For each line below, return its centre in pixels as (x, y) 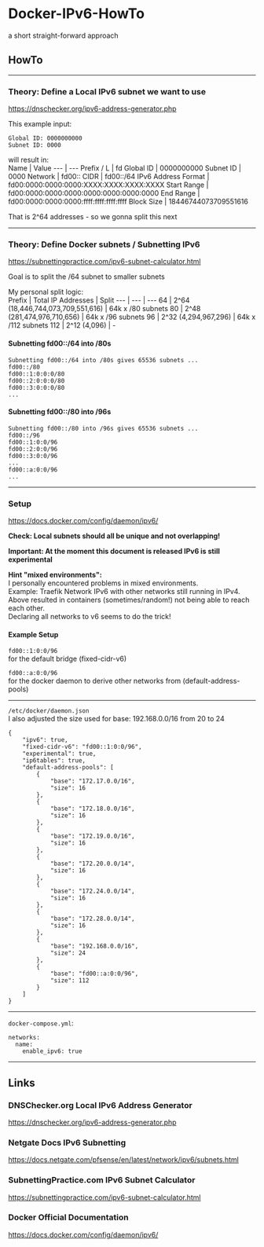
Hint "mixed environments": (55, 575)
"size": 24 (68, 953)
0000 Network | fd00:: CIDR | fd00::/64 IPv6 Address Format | (109, 177)
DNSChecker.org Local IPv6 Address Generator (100, 1105)
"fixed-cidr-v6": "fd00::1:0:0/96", (82, 747)
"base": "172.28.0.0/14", (92, 919)
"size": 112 (70, 981)
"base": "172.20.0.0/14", (92, 864)
